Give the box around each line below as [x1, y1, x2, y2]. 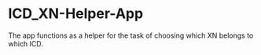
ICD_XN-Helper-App [8, 5, 144, 23]
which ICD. [8, 38, 43, 48]
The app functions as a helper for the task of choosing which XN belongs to [8, 31, 254, 40]
